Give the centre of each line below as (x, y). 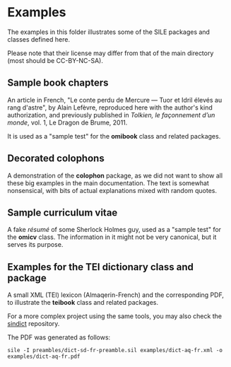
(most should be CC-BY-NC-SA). (55, 60)
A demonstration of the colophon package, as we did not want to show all (115, 175)
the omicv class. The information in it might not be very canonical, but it (112, 237)
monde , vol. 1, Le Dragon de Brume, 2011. (67, 122)
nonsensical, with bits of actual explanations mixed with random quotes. (112, 190)
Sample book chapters (58, 83)
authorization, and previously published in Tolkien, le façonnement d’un (111, 115)
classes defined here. (39, 39)
